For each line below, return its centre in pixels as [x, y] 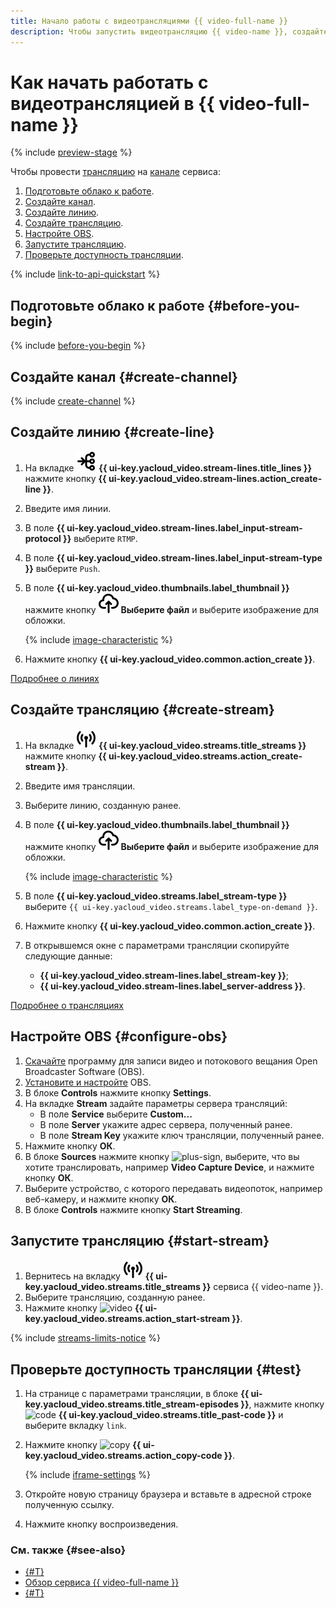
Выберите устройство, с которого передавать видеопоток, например [173, 1188]
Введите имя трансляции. [80, 786]
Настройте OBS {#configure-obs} [119, 1036]
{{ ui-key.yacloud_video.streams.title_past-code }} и [171, 1415]
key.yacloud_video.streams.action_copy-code [123, 1456]
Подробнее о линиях [55, 678]
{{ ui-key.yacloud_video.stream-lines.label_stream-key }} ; [164, 975]
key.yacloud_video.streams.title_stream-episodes [132, 1404]
